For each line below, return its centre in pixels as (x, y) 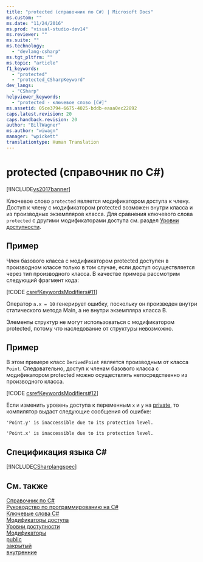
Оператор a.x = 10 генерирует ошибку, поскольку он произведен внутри (102, 304)
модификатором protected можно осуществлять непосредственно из (97, 375)
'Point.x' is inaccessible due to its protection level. (80, 434)
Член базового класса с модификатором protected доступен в (88, 261)
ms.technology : (26, 46)
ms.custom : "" (24, 18)
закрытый (19, 546)
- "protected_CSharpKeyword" (49, 80)
